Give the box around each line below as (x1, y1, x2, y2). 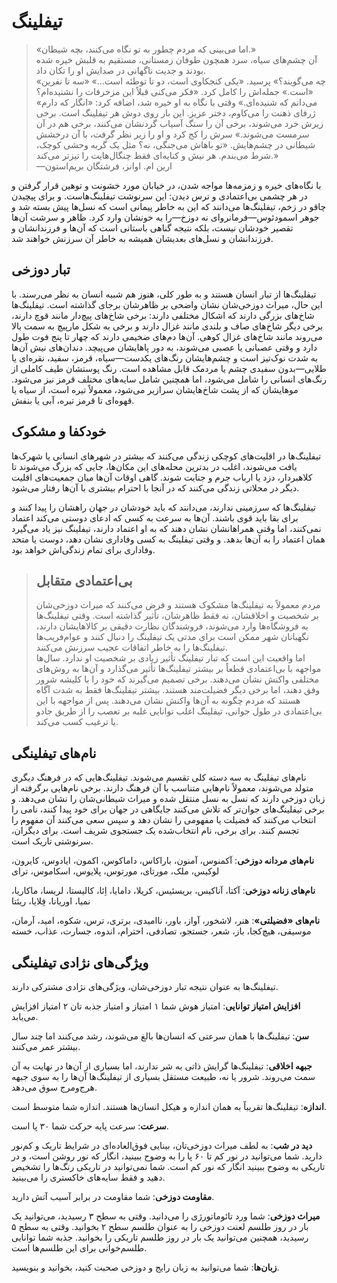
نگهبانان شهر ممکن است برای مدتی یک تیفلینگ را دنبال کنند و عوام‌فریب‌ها (35, 631, 309, 643)
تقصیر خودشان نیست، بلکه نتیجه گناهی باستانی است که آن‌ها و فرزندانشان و (11, 221, 294, 234)
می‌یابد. (11, 1011, 39, 1022)
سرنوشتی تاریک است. (11, 835, 94, 847)
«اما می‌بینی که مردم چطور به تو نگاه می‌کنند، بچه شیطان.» (35, 43, 257, 55)
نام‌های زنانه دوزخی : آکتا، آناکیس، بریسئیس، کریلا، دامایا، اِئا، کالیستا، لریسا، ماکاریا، (11, 885, 316, 897)
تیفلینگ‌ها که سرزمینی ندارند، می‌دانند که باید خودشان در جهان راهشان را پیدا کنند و (11, 501, 316, 513)
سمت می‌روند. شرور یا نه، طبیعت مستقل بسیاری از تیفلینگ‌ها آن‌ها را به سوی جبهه (11, 1071, 316, 1082)
